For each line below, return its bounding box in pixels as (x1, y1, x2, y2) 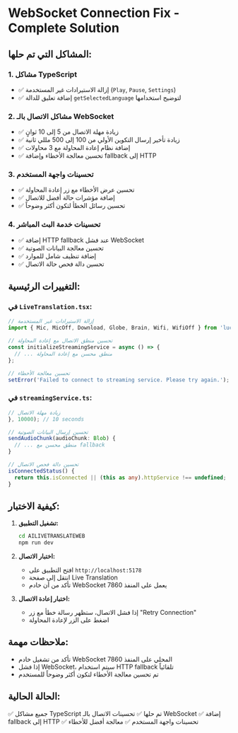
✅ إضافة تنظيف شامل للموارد (18, 251, 97, 260)
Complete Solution (8, 20, 119, 36)
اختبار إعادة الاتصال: (18, 594, 70, 603)
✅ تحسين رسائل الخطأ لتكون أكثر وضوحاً (18, 202, 126, 210)
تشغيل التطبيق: (18, 519, 59, 528)
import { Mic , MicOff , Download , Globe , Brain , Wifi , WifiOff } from (8, 324, 218, 332)
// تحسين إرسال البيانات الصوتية (8, 428, 88, 436)
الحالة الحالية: (8, 691, 61, 703)
